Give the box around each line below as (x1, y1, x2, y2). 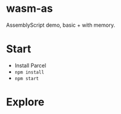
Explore (6, 96, 45, 109)
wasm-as (6, 2, 53, 15)
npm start (14, 75, 40, 81)
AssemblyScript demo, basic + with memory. (6, 21, 115, 28)
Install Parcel (14, 62, 46, 69)
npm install (14, 69, 44, 75)
